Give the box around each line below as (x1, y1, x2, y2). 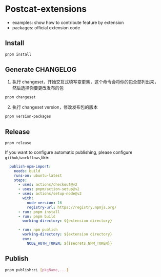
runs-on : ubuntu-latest (14, 173, 62, 178)
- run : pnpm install (18, 209, 60, 214)
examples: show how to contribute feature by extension (12, 20, 124, 25)
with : (22, 196, 34, 201)
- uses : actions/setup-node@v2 (18, 192, 82, 196)
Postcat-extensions (5, 3, 87, 15)
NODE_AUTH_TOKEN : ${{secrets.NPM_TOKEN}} (26, 241, 112, 246)
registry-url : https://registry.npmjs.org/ (26, 205, 117, 210)
